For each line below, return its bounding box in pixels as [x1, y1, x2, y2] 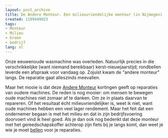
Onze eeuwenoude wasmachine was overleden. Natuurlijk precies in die [5, 58, 154, 64]
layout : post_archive [5, 7, 51, 13]
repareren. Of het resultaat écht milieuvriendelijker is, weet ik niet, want [5, 100, 153, 106]
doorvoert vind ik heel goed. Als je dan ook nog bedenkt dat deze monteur [5, 116, 159, 122]
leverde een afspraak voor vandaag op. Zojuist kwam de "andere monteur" [5, 69, 160, 75]
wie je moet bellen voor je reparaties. [5, 126, 82, 133]
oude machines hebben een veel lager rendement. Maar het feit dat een [5, 105, 154, 111]
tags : [5, 21, 17, 27]
